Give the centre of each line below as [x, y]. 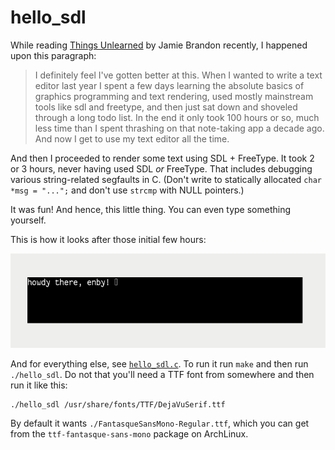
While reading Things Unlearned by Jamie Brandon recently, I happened [159, 45]
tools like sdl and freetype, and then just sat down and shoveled [166, 107]
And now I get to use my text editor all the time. [132, 138]
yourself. [28, 220]
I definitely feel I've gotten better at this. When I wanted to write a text [178, 75]
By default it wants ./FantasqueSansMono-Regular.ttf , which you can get [160, 423]
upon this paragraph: [53, 55]
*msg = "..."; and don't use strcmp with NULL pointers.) [127, 190]
